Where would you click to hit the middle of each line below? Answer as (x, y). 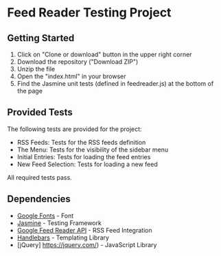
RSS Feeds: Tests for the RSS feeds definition (81, 142)
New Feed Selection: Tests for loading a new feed (87, 164)
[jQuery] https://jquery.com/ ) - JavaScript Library (87, 244)
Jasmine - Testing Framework (59, 223)
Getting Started (41, 38)
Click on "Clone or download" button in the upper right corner (104, 54)
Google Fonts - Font (45, 216)
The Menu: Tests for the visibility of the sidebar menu (93, 150)
